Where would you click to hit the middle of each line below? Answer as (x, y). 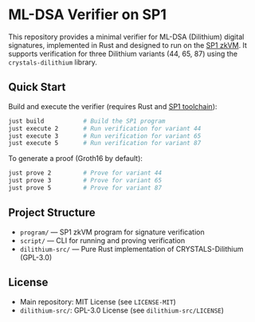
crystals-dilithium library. (53, 62)
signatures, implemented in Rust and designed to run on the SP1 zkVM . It (127, 45)
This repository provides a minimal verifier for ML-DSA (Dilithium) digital (126, 37)
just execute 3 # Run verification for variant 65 (105, 136)
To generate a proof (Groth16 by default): (76, 159)
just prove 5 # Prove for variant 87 (85, 188)
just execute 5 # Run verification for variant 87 (105, 143)
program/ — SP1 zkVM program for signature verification (112, 232)
